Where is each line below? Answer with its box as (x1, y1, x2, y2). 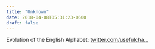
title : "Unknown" (6, 8, 49, 15)
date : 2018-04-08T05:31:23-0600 (6, 14, 86, 20)
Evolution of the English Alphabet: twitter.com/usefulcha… (6, 36, 149, 44)
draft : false (6, 20, 39, 26)
